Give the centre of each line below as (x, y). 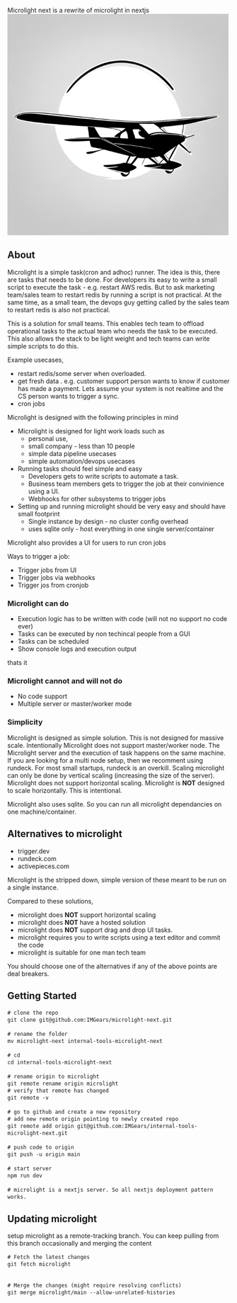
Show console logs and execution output (77, 649)
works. (17, 1197)
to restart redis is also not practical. (59, 309)
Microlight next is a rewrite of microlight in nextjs (79, 10)
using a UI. (44, 491)
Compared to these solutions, (50, 901)
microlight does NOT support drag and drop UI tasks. (95, 930)
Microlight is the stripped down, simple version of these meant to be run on (117, 880)
